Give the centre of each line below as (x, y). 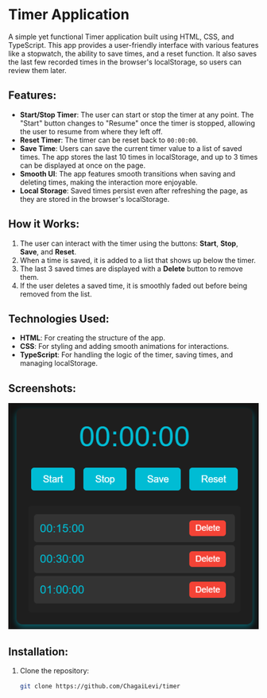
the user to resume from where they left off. (91, 131)
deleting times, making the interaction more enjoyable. (109, 182)
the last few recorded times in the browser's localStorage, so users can (125, 62)
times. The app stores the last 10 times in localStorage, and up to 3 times (139, 157)
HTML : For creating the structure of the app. (92, 338)
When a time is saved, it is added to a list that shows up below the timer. (138, 260)
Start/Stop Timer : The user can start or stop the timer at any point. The (137, 114)
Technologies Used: (59, 318)
